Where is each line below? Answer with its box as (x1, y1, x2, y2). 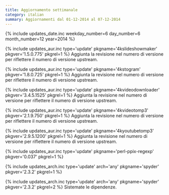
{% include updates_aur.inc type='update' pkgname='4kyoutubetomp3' (5, 128, 154, 134)
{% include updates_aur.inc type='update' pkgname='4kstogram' (5, 66, 141, 72)
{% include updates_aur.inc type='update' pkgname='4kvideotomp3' (5, 107, 149, 114)
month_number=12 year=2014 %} (5, 36, 75, 42)
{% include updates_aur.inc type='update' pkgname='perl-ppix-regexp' (5, 149, 154, 155)
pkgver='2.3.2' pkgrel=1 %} (5, 169, 62, 175)
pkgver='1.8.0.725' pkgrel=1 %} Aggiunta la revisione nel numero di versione (5, 72, 164, 78)
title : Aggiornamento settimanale (5, 7, 78, 13)
